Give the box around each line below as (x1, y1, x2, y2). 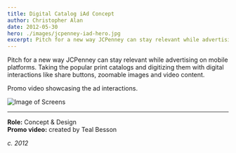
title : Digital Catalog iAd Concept (7, 10, 114, 18)
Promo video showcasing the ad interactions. (7, 84, 138, 93)
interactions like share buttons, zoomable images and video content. (7, 71, 205, 79)
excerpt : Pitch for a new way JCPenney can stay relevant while (7, 36, 199, 44)
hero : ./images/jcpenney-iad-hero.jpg (7, 29, 121, 37)
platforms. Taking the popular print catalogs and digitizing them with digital (7, 63, 224, 72)
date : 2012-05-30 (7, 23, 58, 30)
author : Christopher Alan (7, 17, 83, 24)
